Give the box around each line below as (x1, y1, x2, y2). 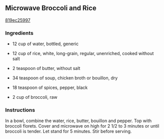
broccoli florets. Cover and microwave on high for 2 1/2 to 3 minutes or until (5, 123, 160, 129)
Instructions (5, 107, 36, 114)
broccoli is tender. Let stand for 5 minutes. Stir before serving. (5, 129, 132, 135)
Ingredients (5, 29, 34, 36)
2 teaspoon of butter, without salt (12, 66, 81, 71)
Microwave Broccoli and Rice (5, 4, 97, 12)
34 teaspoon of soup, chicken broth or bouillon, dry (12, 75, 118, 81)
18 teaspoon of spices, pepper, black (12, 84, 88, 91)
